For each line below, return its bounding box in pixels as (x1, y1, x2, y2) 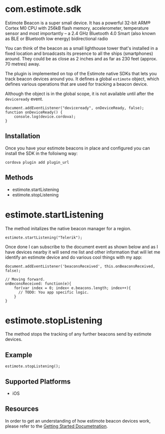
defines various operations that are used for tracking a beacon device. (5, 81, 148, 87)
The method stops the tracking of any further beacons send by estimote (5, 331, 152, 337)
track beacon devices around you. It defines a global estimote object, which (5, 76, 159, 82)
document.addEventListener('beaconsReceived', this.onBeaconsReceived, (5, 264, 155, 269)
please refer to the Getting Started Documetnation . (5, 423, 108, 429)
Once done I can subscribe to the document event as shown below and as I (5, 243, 158, 249)
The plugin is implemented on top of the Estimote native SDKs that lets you (5, 70, 157, 76)
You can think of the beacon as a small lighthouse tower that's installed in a (5, 45, 158, 51)
